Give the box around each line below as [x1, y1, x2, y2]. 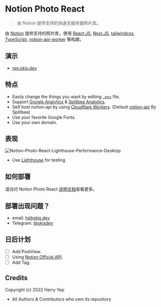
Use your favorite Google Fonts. [12, 114, 76, 120]
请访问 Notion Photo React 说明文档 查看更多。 [5, 186, 97, 192]
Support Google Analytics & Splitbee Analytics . [12, 98, 106, 105]
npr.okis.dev [12, 65, 37, 71]
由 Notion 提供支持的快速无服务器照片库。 [16, 20, 101, 26]
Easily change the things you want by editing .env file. [12, 94, 120, 99]
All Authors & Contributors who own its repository [12, 296, 112, 302]
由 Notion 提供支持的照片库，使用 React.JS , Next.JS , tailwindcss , [5, 30, 135, 36]
